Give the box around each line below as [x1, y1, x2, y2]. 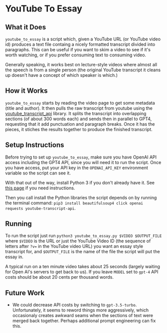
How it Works [5, 87, 48, 95]
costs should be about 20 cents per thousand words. [5, 274, 114, 280]
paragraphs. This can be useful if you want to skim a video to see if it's [5, 47, 151, 52]
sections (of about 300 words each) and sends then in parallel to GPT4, [5, 116, 152, 122]
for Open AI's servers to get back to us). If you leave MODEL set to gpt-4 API [5, 269, 159, 275]
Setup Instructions [5, 141, 64, 150]
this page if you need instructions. [5, 185, 75, 191]
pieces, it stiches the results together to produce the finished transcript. [5, 126, 153, 132]
